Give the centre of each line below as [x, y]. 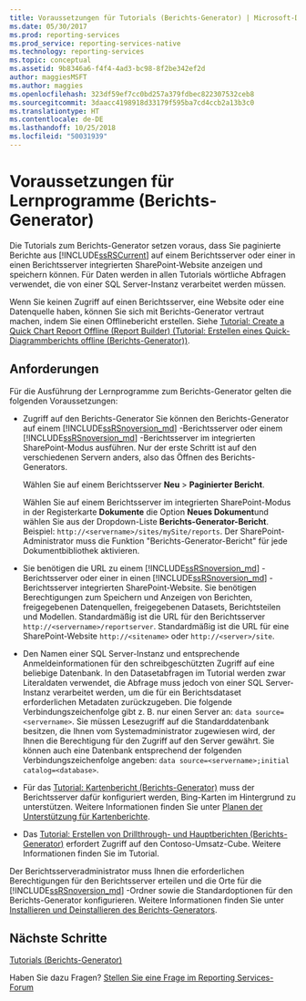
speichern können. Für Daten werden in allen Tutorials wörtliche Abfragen [148, 274]
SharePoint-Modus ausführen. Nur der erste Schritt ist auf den [139, 447]
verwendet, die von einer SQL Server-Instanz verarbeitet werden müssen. [148, 284]
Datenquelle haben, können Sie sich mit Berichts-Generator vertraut [137, 312]
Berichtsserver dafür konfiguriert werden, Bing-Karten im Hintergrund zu [159, 797]
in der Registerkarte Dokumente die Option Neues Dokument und [145, 512]
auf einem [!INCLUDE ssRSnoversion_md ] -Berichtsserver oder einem [153, 428]
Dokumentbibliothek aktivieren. [81, 550]
